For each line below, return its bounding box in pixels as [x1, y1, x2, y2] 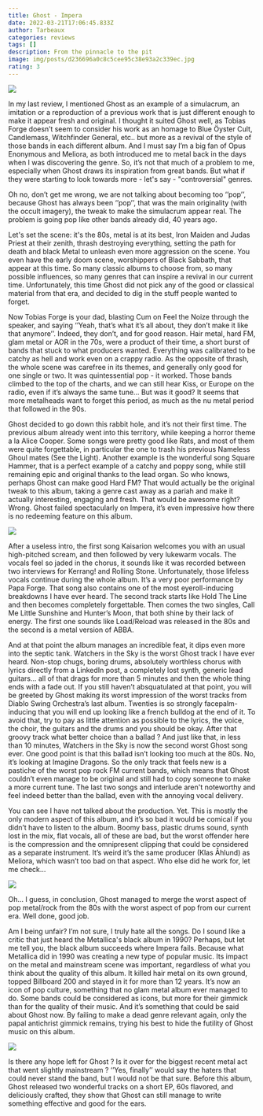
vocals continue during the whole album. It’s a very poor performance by [8, 575, 243, 584]
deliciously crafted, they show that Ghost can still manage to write [8, 1090, 222, 1099]
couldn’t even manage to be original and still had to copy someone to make [8, 774, 251, 783]
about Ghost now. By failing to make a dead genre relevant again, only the [8, 1010, 247, 1019]
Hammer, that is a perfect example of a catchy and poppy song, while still [8, 461, 246, 471]
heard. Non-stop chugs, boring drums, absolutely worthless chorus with [8, 656, 242, 666]
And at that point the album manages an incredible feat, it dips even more [8, 640, 246, 649]
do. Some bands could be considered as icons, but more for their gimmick [8, 993, 248, 1003]
